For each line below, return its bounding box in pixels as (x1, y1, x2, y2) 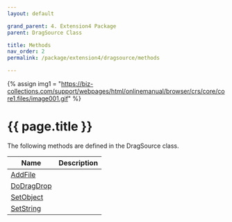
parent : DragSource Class (7, 29, 82, 36)
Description (58, 157, 99, 167)
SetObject (10, 192, 44, 202)
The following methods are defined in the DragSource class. (7, 142, 179, 150)
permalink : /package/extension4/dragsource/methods (7, 55, 160, 62)
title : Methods (7, 42, 51, 49)
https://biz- (61, 80, 94, 87)
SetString (10, 203, 42, 213)
